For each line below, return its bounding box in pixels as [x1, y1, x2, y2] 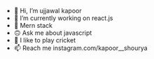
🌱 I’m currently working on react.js [13, 14, 113, 22]
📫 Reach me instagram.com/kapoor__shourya [13, 44, 148, 52]
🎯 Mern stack [13, 22, 53, 29]
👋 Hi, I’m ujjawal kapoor [13, 7, 82, 15]
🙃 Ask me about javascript [13, 28, 92, 37]
